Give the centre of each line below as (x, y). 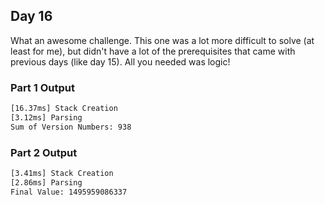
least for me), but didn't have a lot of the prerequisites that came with (153, 51)
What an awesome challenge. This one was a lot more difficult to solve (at (162, 40)
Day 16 (31, 16)
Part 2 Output (44, 152)
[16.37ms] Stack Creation (64, 109)
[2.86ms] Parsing (46, 182)
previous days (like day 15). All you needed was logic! (120, 61)
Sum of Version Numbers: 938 (71, 127)
